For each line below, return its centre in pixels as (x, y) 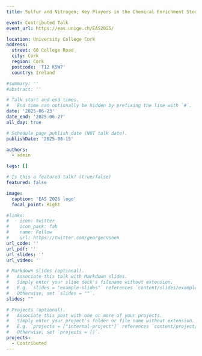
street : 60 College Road (43, 51)
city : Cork (25, 56)
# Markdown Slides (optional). (45, 271)
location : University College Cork (51, 39)
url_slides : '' (25, 254)
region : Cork (28, 61)
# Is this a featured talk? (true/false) (59, 177)
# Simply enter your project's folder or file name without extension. (101, 321)
